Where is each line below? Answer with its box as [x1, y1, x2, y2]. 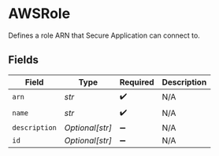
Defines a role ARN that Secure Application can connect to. [8, 31, 201, 40]
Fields [8, 53, 39, 67]
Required [119, 76, 155, 87]
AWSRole [8, 5, 71, 23]
